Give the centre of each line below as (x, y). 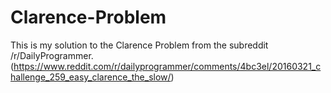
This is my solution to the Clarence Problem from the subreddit (139, 45)
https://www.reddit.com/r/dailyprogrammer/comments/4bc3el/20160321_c (167, 66)
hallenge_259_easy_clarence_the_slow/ (91, 77)
